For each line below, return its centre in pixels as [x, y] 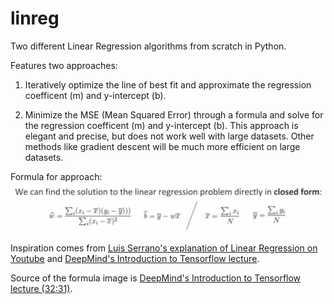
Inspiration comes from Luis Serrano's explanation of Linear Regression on [164, 248]
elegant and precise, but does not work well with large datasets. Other [169, 136]
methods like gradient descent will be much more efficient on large [162, 146]
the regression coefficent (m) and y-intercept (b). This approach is [161, 125]
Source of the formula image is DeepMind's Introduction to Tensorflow [156, 278]
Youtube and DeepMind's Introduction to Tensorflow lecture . [135, 258]
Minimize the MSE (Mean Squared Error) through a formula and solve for [174, 114]
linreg [35, 18]
